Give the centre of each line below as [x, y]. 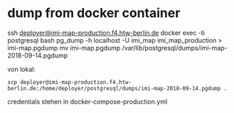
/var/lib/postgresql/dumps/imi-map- [175, 48]
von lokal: [21, 69]
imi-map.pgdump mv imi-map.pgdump [64, 48]
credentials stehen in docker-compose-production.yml [87, 102]
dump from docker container [94, 13]
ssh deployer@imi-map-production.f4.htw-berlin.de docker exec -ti [106, 33]
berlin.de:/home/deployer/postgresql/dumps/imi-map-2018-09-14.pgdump [114, 88]
